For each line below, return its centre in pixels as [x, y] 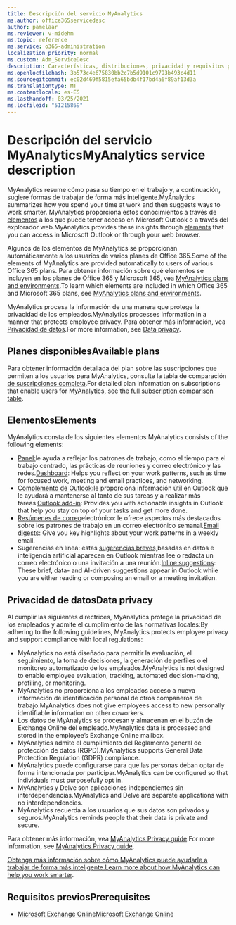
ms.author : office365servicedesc [56, 20]
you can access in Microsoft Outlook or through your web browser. [104, 234]
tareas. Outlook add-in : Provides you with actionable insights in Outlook [120, 503]
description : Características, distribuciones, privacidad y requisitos [116, 66]
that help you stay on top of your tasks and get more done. [103, 510]
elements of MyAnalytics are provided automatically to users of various [110, 263]
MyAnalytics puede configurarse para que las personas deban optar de [121, 765]
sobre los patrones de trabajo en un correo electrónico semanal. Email [118, 526]
